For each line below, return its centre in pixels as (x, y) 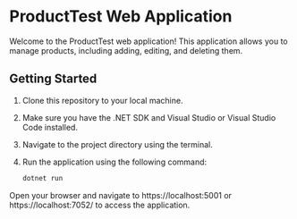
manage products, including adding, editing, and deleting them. (126, 50)
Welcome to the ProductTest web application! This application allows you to (148, 41)
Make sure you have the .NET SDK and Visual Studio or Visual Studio (149, 117)
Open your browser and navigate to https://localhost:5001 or (121, 195)
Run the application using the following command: (115, 162)
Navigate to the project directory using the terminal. (117, 144)
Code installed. (50, 127)
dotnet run (42, 178)
